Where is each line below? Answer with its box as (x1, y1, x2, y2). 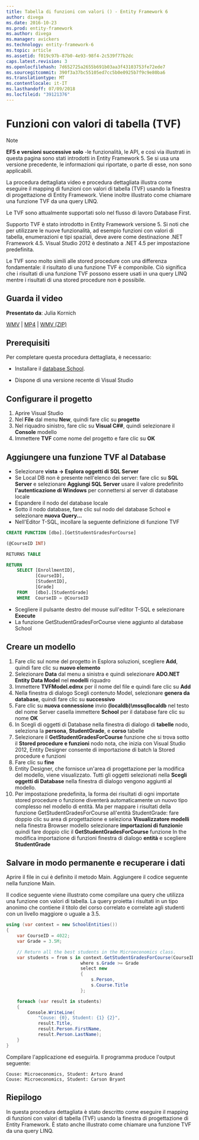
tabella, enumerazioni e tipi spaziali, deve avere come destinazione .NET (6, 233, 183, 240)
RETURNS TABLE (6, 551, 41, 557)
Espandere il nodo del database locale (14, 499, 108, 506)
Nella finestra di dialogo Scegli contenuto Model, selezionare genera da (14, 689, 190, 696)
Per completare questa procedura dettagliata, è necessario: (6, 354, 152, 361)
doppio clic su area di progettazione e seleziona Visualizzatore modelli (14, 815, 190, 822)
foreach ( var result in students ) (17, 998, 102, 1004)
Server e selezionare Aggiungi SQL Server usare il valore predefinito (14, 480, 184, 487)
